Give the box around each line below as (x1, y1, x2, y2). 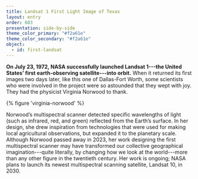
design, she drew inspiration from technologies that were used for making (6, 123, 186, 130)
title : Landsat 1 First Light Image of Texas (6, 8, 120, 15)
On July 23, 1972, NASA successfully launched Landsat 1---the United (6, 63, 182, 70)
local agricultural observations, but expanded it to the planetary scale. (6, 130, 177, 137)
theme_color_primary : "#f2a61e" (6, 31, 86, 37)
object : (6, 42, 25, 48)
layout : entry (6, 14, 41, 20)
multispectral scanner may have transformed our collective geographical (6, 142, 183, 149)
